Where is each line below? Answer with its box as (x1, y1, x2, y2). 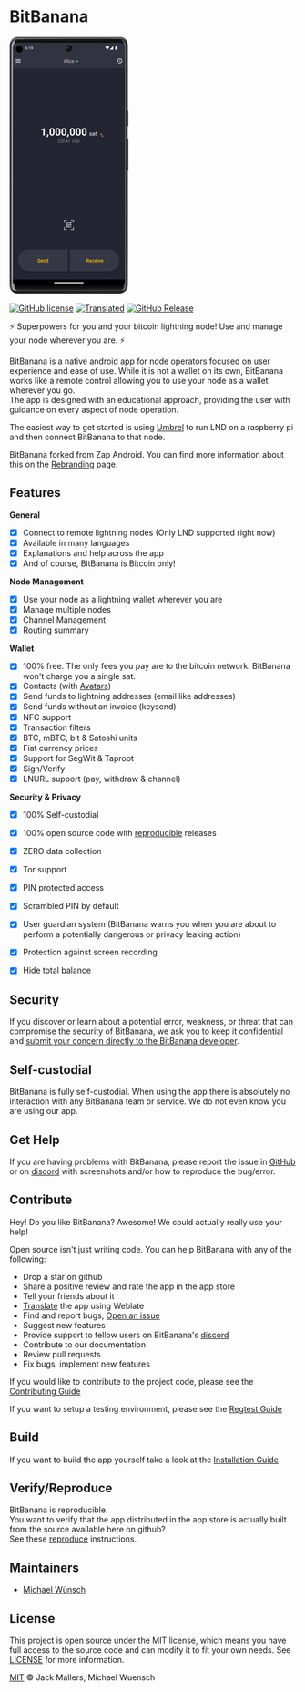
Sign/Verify (22, 763, 66, 774)
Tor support (22, 864, 67, 875)
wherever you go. (9, 385, 76, 396)
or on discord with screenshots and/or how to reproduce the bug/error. (9, 1165, 276, 1177)
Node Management (9, 576, 84, 587)
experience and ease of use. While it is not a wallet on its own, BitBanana (9, 365, 284, 376)
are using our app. (9, 1106, 78, 1117)
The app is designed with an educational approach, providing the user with (9, 394, 290, 405)
